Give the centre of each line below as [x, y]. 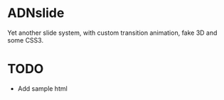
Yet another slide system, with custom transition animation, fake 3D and [112, 33]
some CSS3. [26, 40]
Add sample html [42, 88]
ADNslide [36, 13]
